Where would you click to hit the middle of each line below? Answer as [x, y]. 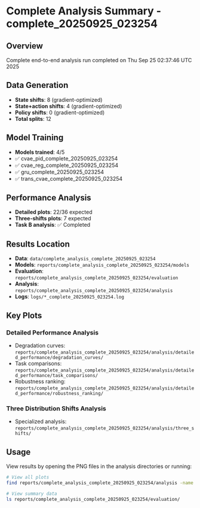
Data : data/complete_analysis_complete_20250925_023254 [85, 258]
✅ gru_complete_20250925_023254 [59, 172]
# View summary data [32, 494]
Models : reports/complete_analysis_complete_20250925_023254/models [102, 265]
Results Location [38, 244]
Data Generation [37, 85]
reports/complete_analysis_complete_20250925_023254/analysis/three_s [104, 428]
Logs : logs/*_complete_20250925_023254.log [69, 297]
